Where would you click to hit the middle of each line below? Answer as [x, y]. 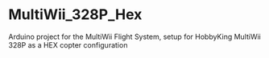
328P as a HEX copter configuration [68, 44]
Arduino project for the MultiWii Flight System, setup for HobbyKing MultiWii [135, 37]
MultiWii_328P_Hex [75, 15]
